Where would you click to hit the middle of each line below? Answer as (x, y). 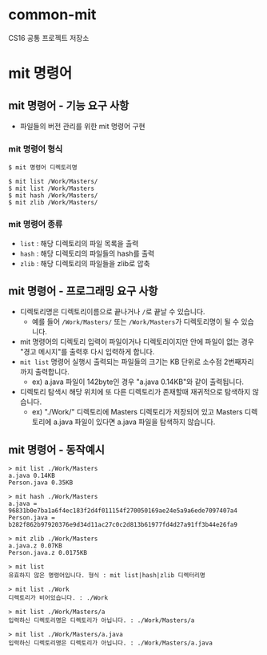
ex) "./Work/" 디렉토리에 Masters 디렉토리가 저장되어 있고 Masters (137, 412)
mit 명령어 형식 (36, 148)
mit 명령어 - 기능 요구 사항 (69, 105)
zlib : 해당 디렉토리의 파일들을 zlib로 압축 (85, 263)
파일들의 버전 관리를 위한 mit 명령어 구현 (82, 126)
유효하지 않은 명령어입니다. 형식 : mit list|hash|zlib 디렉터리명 (107, 576)
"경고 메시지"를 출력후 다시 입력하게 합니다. (87, 352)
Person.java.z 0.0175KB (48, 553)
